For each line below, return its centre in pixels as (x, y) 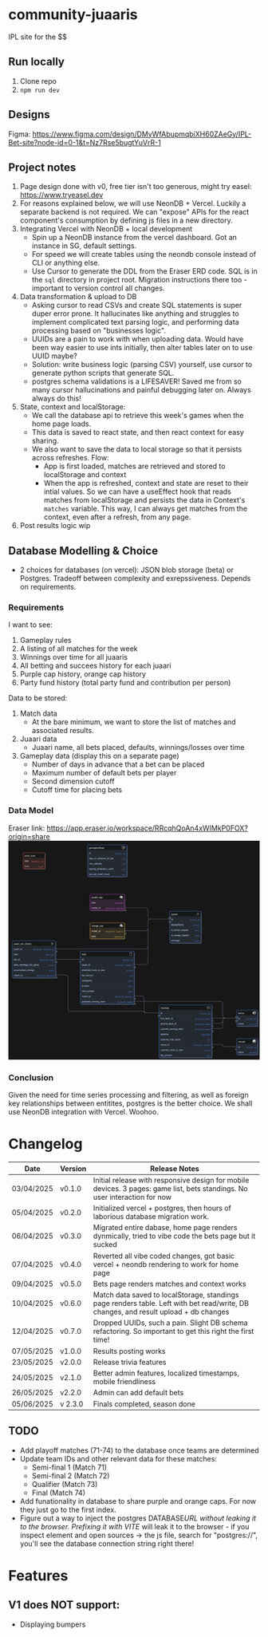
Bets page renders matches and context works (169, 1284)
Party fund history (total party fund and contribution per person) (125, 683)
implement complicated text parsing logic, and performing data (135, 322)
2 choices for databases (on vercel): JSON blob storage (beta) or (126, 570)
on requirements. (48, 587)
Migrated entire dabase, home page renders (165, 1228)
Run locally (37, 62)
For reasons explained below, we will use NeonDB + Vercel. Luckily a (133, 203)
